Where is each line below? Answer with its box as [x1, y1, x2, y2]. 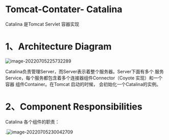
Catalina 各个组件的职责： [5, 119, 60, 125]
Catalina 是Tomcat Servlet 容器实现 [5, 21, 80, 27]
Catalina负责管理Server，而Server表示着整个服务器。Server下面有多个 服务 [5, 68, 164, 74]
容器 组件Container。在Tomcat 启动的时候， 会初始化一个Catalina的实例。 [5, 81, 161, 87]
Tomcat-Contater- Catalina [5, 4, 123, 15]
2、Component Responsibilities [5, 101, 142, 113]
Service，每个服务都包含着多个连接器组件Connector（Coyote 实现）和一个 [5, 75, 163, 81]
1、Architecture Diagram [5, 41, 112, 52]
